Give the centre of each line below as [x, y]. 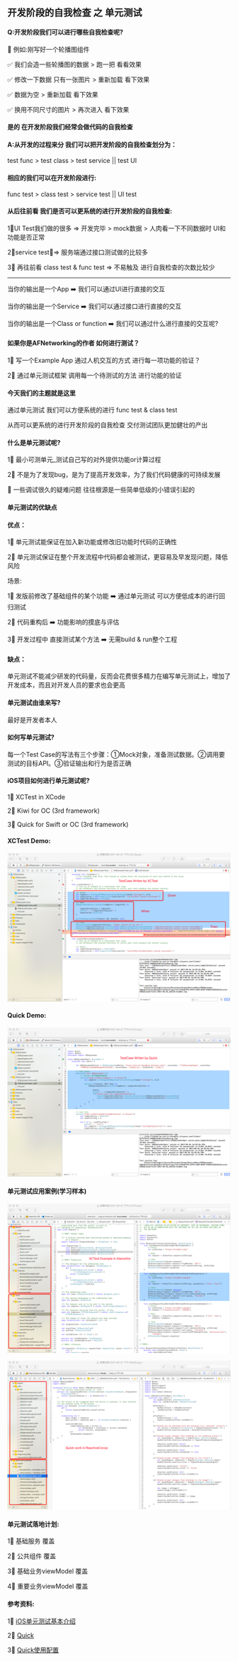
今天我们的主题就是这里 [41, 393]
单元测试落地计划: [33, 1524]
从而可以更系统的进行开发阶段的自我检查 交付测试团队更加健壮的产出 [107, 425]
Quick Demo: [27, 1015]
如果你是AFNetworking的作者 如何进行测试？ [74, 343]
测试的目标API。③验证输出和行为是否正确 [69, 763]
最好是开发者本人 [32, 720]
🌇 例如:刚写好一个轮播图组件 [49, 49]
